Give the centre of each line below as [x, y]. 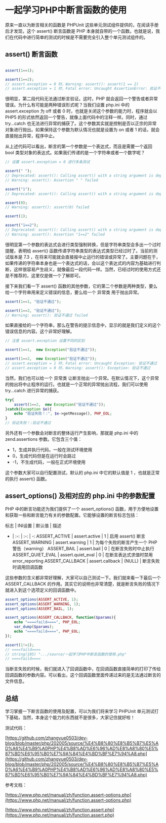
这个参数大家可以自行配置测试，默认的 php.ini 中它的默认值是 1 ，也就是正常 [82, 472]
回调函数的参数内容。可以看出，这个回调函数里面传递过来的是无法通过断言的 [83, 675]
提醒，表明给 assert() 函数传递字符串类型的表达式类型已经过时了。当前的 [79, 250]
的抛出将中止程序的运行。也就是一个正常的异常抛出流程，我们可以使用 [77, 384]
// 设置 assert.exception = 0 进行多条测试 [48, 162]
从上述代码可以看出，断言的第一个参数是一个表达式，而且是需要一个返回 [79, 146]
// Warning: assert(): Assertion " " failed [52, 180]
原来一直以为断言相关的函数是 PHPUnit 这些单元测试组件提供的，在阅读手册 [82, 25]
